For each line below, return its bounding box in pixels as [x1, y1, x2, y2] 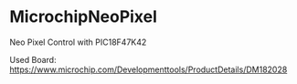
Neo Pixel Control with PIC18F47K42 [9, 37, 147, 47]
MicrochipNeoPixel [9, 6, 158, 27]
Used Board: [9, 54, 57, 65]
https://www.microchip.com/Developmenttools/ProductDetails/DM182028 [9, 64, 288, 75]
